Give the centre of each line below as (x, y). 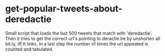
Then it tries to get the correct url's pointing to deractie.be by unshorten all (83, 38)
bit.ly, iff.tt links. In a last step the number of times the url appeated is (77, 43)
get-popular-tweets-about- (64, 9)
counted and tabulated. (29, 49)
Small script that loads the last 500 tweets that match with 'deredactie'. (79, 33)
